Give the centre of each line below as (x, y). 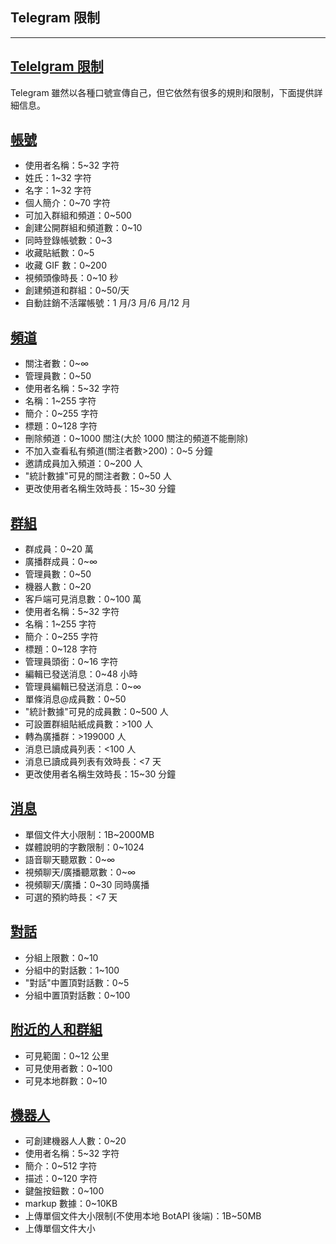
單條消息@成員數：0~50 (75, 699)
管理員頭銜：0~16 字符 (71, 662)
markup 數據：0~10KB (71, 1204)
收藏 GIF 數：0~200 (65, 265)
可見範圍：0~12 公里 (67, 1055)
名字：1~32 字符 (58, 190)
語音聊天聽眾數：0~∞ (69, 859)
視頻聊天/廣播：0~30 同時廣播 (87, 884)
